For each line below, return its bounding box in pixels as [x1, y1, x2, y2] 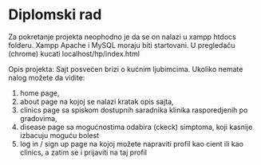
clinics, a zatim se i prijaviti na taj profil [19, 147, 148, 157]
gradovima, [19, 113, 57, 123]
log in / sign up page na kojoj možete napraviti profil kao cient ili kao [19, 139, 243, 148]
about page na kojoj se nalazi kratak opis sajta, [19, 96, 174, 106]
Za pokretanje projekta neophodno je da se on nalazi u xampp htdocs [8, 32, 237, 41]
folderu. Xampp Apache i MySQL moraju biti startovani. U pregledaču [8, 40, 235, 49]
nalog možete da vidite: [8, 73, 85, 82]
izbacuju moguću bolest [19, 130, 100, 140]
